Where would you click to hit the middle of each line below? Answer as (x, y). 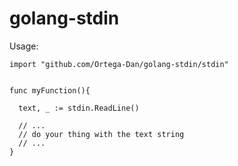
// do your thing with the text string (101, 134)
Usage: (24, 46)
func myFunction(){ (50, 90)
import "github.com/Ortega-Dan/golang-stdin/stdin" (119, 64)
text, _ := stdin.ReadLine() (79, 108)
